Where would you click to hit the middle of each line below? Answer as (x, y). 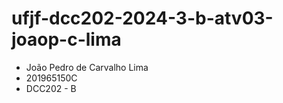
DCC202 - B (51, 88)
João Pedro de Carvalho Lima (87, 67)
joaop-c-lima (66, 39)
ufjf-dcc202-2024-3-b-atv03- (142, 18)
